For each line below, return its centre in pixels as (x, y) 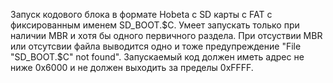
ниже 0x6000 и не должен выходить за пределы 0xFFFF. (132, 67)
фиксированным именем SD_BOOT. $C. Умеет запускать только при (155, 25)
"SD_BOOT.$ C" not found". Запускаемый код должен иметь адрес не (157, 57)
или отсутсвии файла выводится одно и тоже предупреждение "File (156, 46)
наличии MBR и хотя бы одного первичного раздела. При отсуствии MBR (166, 35)
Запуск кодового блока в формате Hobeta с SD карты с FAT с (141, 14)
